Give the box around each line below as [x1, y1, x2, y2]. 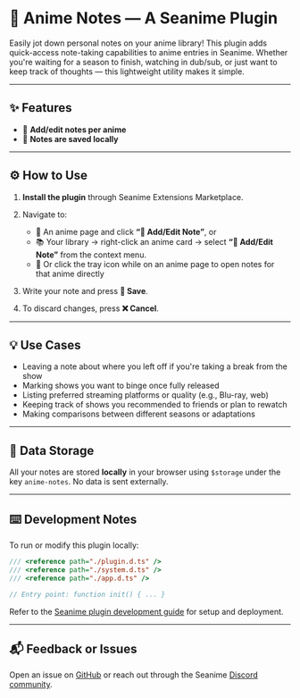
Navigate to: [21, 209, 68, 220]
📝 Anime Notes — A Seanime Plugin [9, 8, 279, 29]
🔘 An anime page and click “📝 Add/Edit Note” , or [35, 226, 217, 237]
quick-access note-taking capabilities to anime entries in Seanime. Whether [9, 46, 288, 57]
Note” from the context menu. [35, 249, 147, 260]
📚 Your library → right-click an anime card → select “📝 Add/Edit [35, 236, 274, 247]
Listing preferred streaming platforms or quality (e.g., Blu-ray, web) [21, 390, 270, 400]
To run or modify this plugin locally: [9, 540, 139, 551]
